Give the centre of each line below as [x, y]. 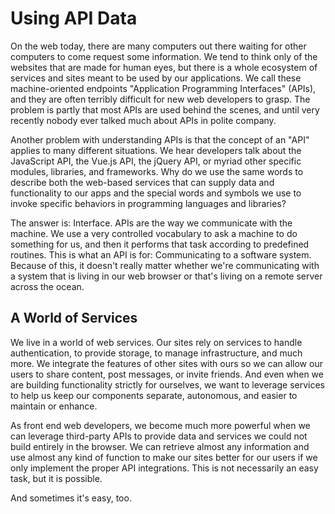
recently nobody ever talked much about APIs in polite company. [143, 120]
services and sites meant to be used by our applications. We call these [156, 78]
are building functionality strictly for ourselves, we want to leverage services [168, 384]
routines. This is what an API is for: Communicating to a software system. [161, 254]
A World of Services [74, 318]
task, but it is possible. [56, 478]
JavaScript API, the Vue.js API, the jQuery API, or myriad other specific [156, 161]
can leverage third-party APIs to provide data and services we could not [159, 436]
